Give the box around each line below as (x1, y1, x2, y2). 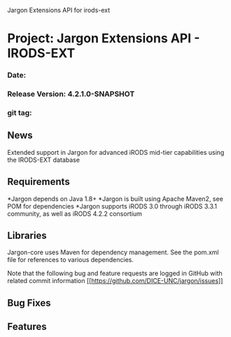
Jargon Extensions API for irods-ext (7, 6, 111, 14)
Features (7, 321, 47, 333)
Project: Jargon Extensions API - (7, 31, 200, 46)
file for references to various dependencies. (7, 256, 134, 264)
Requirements (7, 176, 70, 188)
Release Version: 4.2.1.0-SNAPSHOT (7, 89, 135, 99)
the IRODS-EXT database (7, 156, 80, 164)
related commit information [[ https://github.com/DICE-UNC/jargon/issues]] (7, 277, 223, 285)
